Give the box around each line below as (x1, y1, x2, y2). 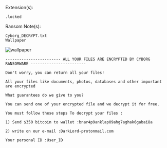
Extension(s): (5, 5, 33, 10)
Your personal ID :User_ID (5, 138, 63, 143)
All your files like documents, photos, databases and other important (5, 79, 162, 84)
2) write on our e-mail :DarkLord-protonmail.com (5, 128, 114, 134)
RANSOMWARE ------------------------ (5, 61, 86, 66)
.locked (5, 14, 22, 20)
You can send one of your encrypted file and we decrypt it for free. (5, 102, 160, 107)
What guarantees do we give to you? (5, 92, 84, 98)
